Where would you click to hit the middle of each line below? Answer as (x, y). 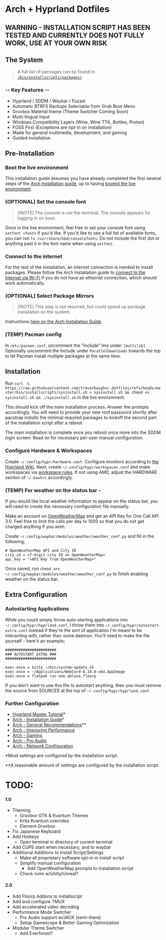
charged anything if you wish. (35, 526)
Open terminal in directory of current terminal (66, 842)
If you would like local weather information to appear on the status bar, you (82, 501)
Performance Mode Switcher (42, 912)
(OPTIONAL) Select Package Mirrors (50, 296)
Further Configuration (32, 703)
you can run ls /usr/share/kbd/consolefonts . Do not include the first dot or (83, 238)
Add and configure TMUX (39, 901)
